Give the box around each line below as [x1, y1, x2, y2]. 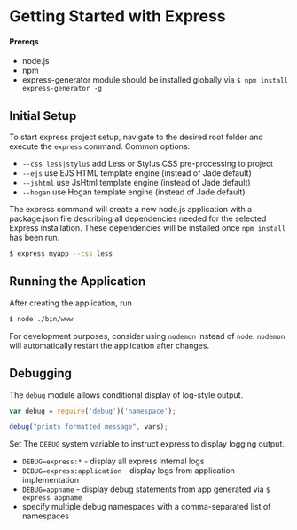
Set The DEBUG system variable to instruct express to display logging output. [9, 439, 285, 449]
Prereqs [9, 36, 40, 46]
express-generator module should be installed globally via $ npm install [21, 75, 289, 85]
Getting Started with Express [9, 6, 226, 27]
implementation [21, 475, 80, 486]
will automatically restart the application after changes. [9, 340, 210, 351]
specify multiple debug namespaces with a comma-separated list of [21, 502, 271, 512]
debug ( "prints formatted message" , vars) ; [9, 423, 168, 431]
